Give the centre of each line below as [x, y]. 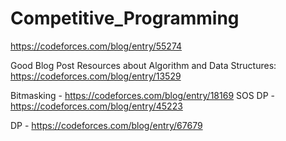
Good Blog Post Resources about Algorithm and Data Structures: [143, 65]
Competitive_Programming [125, 18]
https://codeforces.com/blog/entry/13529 [96, 76]
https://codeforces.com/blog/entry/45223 [96, 106]
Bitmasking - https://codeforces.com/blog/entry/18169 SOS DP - [143, 95]
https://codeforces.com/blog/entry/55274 [96, 46]
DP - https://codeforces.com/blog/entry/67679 [106, 125]
